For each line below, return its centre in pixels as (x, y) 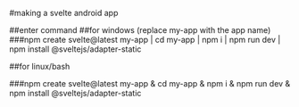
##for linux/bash (40, 66)
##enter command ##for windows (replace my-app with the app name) (140, 30)
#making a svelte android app (64, 13)
